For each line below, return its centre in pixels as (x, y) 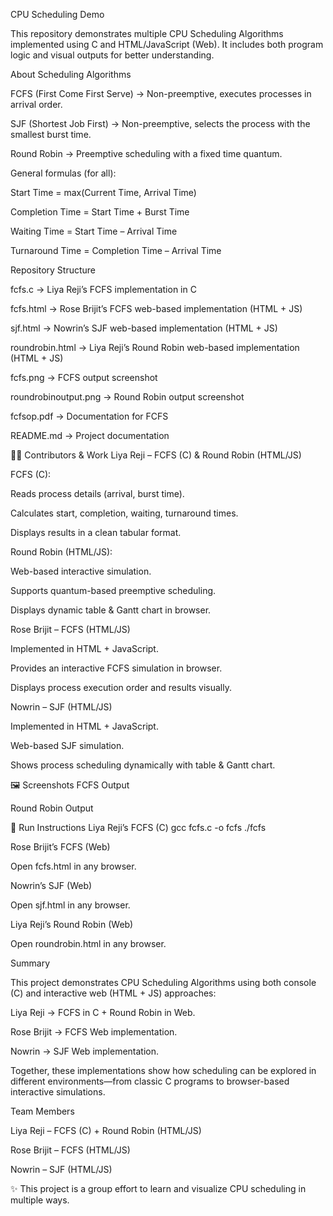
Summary (30, 963)
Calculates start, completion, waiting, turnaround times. (124, 513)
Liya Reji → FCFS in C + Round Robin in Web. (103, 1012)
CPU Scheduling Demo (57, 14)
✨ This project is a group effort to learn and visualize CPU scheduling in (158, 1188)
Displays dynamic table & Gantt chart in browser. (111, 610)
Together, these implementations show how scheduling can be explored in (163, 1070)
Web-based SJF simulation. (67, 745)
